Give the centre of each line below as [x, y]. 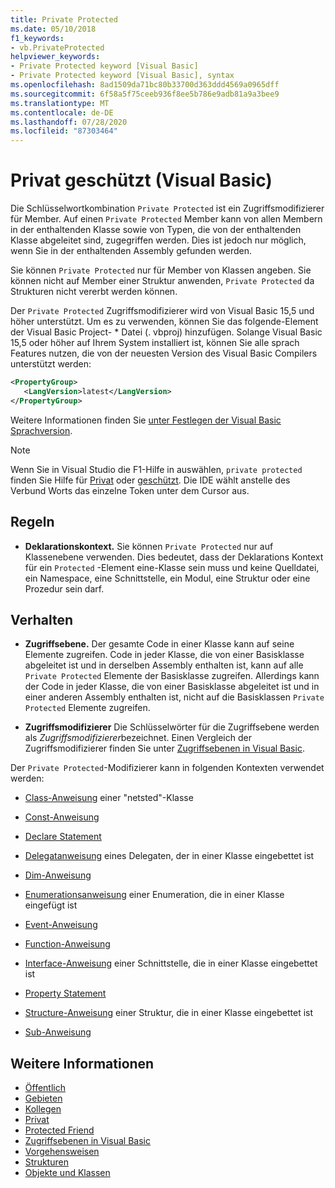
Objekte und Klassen [67, 1173]
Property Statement [65, 993]
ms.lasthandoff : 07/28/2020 [69, 122]
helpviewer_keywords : [55, 57]
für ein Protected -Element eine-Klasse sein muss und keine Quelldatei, [172, 567]
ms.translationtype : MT [60, 103]
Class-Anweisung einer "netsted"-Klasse [109, 798]
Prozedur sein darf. [64, 588]
